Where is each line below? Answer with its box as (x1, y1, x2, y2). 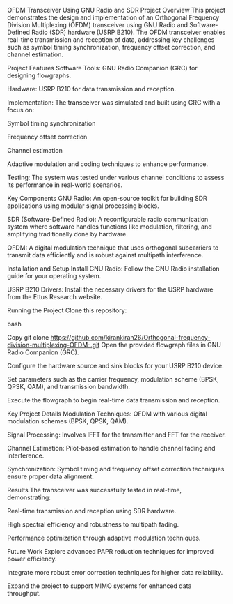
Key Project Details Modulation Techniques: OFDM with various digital (7, 409, 207, 418)
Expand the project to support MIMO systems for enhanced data (7, 582, 192, 590)
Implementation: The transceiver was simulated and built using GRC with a (7, 98, 220, 107)
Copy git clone (7, 333, 49, 341)
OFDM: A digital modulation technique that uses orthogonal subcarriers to (7, 243, 219, 252)
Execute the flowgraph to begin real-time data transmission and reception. (7, 396, 220, 404)
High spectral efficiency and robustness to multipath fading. (7, 520, 179, 529)
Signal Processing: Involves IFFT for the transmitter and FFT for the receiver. (7, 430, 226, 439)
